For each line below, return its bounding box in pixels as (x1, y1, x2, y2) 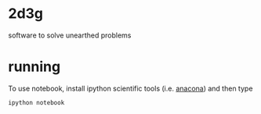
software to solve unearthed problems (8, 30, 132, 40)
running (8, 58, 61, 76)
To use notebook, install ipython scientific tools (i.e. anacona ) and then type (8, 84, 253, 93)
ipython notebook (8, 98, 65, 106)
